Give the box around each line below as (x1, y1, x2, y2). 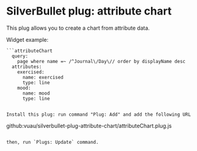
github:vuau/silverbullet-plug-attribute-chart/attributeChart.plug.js (6, 122, 172, 129)
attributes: (12, 64, 42, 70)
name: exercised (22, 74, 64, 80)
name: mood (22, 90, 50, 96)
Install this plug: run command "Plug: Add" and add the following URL (6, 111, 191, 118)
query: (12, 53, 28, 59)
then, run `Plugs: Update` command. (6, 139, 99, 145)
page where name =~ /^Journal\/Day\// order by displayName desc (17, 58, 186, 64)
